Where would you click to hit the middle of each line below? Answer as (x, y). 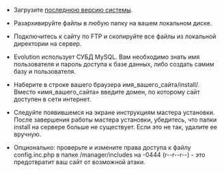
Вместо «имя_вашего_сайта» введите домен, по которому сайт (107, 92)
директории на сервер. (47, 43)
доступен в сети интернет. (52, 99)
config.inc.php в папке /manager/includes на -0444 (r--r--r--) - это (109, 155)
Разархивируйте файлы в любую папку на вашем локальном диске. (113, 23)
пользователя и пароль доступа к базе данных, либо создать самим (114, 64)
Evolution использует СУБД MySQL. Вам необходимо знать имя (107, 57)
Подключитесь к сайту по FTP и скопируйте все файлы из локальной (115, 36)
